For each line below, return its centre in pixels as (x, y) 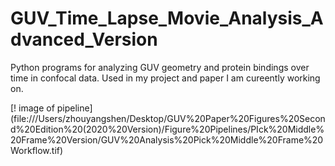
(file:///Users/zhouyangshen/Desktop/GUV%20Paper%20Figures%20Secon (168, 118)
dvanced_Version (84, 39)
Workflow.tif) (37, 150)
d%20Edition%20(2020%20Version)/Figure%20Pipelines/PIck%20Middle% (167, 129)
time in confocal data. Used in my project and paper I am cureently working (165, 78)
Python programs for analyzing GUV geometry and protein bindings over (160, 67)
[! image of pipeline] (51, 108)
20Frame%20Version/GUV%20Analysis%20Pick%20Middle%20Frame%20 (167, 139)
